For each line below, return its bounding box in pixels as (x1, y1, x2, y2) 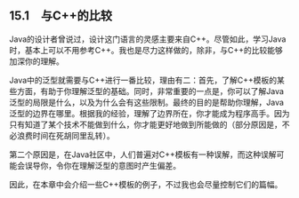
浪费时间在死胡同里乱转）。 (16, 130, 115, 140)
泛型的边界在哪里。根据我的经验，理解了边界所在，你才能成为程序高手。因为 (9, 107, 290, 118)
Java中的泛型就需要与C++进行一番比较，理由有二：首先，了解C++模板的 (9, 75, 278, 85)
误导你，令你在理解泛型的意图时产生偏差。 (24, 160, 181, 170)
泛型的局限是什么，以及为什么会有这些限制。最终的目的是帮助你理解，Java (9, 97, 285, 107)
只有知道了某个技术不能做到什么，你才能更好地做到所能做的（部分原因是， (9, 119, 282, 130)
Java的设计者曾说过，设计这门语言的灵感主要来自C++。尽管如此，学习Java (9, 34, 287, 44)
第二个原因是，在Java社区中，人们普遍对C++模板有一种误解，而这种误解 (9, 149, 278, 160)
